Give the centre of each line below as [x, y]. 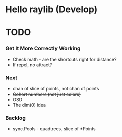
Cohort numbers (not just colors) [47, 94]
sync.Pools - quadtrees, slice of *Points [54, 129]
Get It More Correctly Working [43, 48]
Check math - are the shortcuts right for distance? [65, 59]
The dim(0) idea [29, 105]
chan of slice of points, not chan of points [56, 88]
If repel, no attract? [32, 65]
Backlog [16, 118]
